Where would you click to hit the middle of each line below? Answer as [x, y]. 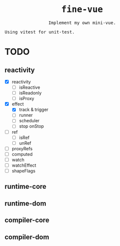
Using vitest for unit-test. [40, 32]
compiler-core [27, 220]
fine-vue [82, 9]
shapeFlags [23, 171]
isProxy [27, 99]
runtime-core [26, 187]
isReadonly [30, 93]
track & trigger [34, 109]
